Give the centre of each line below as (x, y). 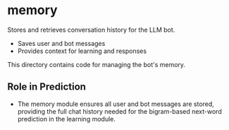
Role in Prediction (47, 87)
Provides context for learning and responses (82, 51)
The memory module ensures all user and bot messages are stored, (116, 104)
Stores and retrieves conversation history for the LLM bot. (91, 30)
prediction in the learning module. (67, 119)
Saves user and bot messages (61, 43)
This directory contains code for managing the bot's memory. (96, 64)
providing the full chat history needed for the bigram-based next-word (119, 111)
